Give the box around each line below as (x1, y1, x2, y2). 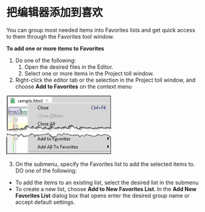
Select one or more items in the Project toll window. (24, 69, 154, 77)
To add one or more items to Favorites (6, 44, 105, 52)
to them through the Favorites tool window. (6, 33, 114, 40)
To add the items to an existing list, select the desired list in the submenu (15, 179, 199, 186)
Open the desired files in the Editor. (24, 63, 114, 71)
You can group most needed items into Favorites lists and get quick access (6, 26, 196, 34)
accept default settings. (15, 198, 75, 206)
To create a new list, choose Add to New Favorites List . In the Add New (15, 185, 197, 192)
